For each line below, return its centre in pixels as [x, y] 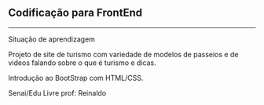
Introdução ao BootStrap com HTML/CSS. [76, 78]
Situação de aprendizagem [52, 39]
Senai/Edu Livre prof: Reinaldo [57, 92]
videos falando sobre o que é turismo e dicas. [82, 63]
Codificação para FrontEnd [75, 13]
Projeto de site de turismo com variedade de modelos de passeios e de [123, 54]
